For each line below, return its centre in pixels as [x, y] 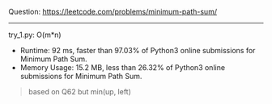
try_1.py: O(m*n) [35, 35]
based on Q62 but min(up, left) [80, 92]
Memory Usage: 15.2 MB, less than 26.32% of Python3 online [122, 67]
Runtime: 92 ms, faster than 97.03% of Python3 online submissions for [138, 50]
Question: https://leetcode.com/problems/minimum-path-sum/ [113, 12]
